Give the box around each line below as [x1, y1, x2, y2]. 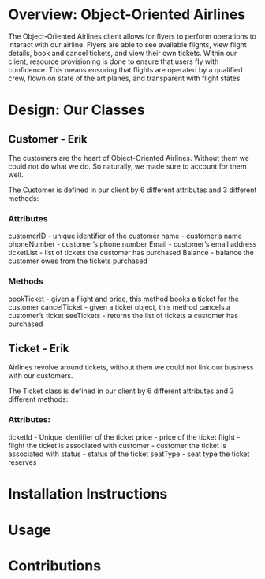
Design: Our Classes [8, 101, 145, 119]
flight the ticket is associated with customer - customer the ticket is [8, 440, 227, 450]
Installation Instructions [8, 484, 168, 503]
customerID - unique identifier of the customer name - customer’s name [8, 231, 243, 241]
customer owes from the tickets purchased [8, 256, 148, 265]
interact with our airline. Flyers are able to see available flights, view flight [8, 39, 247, 49]
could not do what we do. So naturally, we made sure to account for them [8, 161, 247, 171]
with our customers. [8, 371, 73, 380]
